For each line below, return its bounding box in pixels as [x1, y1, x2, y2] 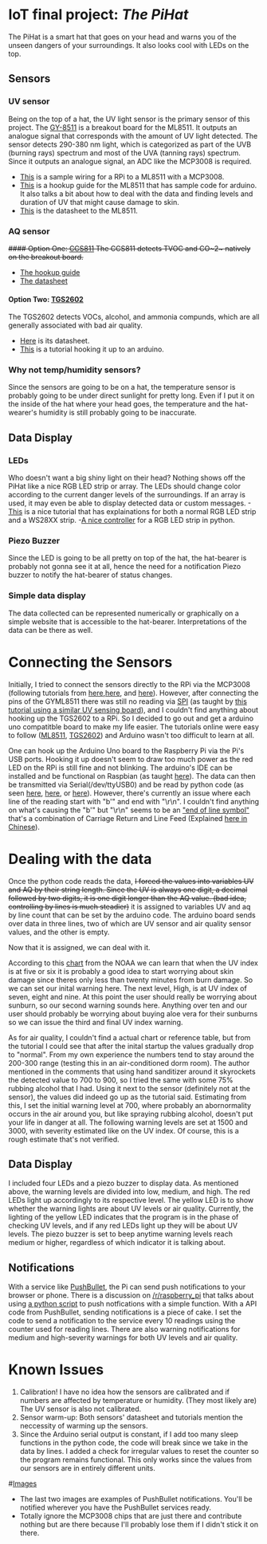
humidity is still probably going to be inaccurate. [38, 408, 197, 418]
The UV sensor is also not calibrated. [19, 1405, 142, 1414]
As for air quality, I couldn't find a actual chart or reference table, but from [8, 1032, 251, 1042]
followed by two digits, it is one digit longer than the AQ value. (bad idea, [8, 893, 247, 902]
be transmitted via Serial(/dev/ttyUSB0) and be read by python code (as [8, 780, 245, 789]
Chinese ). [8, 822, 40, 831]
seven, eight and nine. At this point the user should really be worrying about [8, 992, 257, 1001]
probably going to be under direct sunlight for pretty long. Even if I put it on [8, 391, 255, 400]
